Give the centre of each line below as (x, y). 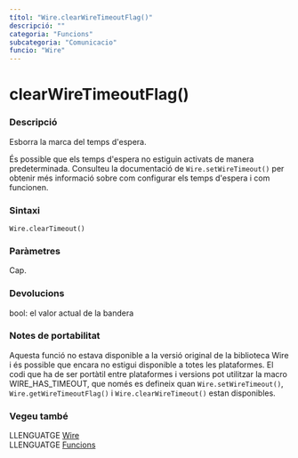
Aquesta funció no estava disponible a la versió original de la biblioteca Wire (149, 355)
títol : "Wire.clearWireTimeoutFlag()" (81, 17)
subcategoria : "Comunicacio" (63, 42)
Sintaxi (24, 210)
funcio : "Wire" (37, 51)
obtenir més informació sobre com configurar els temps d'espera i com (140, 178)
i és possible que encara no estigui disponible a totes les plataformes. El (141, 365)
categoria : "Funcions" (51, 34)
